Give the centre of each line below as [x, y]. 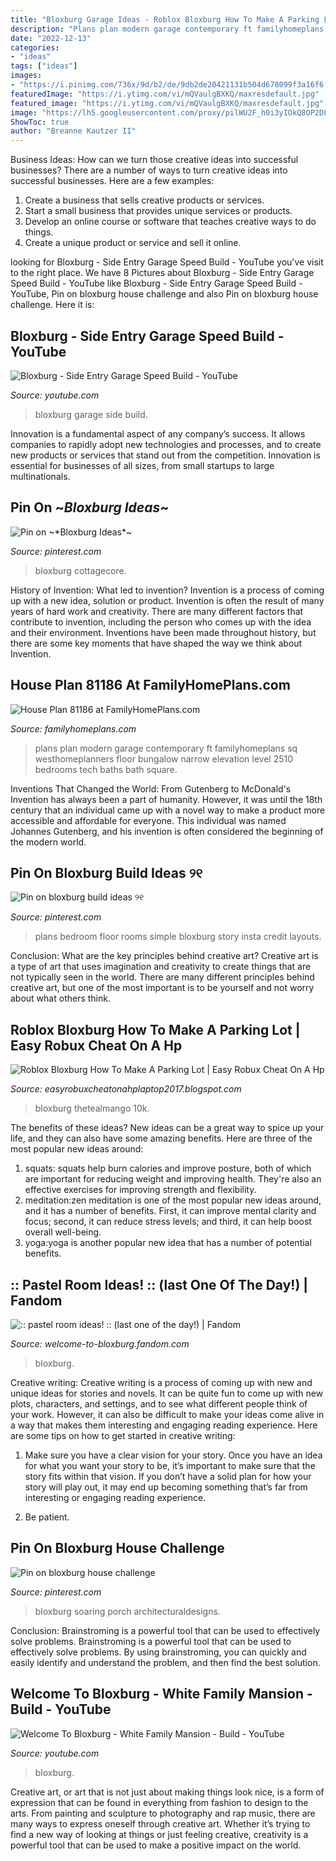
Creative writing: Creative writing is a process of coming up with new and [161, 1382]
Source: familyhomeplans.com [73, 728]
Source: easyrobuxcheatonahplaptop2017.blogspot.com [126, 1089]
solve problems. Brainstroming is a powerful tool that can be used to [151, 1641]
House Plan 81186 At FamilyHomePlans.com [150, 685]
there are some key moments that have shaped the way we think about [156, 643]
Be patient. [47, 1517]
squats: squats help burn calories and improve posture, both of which [168, 1168]
